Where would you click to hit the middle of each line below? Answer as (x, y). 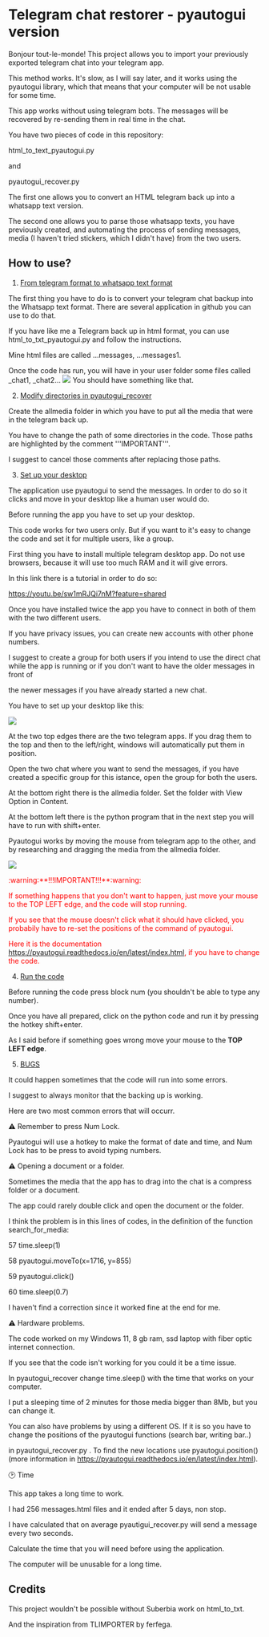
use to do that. (32, 315)
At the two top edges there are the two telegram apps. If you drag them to (130, 736)
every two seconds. (41, 1533)
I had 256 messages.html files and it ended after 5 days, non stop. (117, 1509)
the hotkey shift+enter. (46, 1024)
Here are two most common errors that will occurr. (92, 1111)
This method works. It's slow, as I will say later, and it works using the (123, 78)
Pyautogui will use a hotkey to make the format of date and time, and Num (130, 1142)
